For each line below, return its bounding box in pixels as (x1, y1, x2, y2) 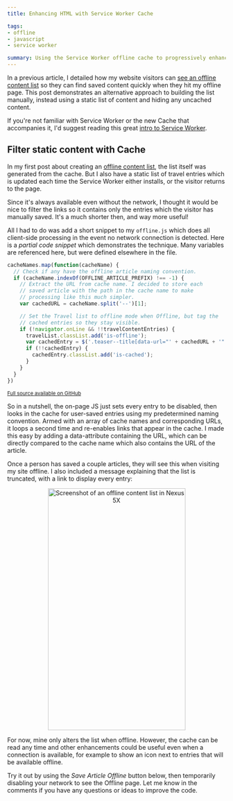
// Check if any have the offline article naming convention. (13, 268, 197, 275)
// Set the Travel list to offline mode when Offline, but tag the (19, 313, 218, 320)
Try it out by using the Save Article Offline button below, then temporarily (7, 771, 216, 780)
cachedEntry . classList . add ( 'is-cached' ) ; (32, 352, 154, 359)
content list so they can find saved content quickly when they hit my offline (7, 81, 222, 89)
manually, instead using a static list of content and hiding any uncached (7, 96, 212, 104)
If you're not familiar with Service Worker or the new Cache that (7, 117, 189, 125)
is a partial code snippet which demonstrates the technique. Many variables (7, 241, 224, 249)
